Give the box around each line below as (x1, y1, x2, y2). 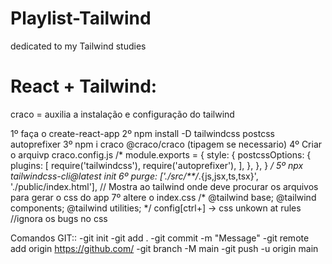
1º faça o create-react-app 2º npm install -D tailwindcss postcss (10, 127, 275, 139)
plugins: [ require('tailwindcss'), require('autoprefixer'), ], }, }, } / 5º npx (10, 159, 304, 171)
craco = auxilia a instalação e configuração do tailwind (10, 108, 235, 120)
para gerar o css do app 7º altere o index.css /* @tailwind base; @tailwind (10, 191, 317, 203)
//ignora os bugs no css (10, 212, 108, 224)
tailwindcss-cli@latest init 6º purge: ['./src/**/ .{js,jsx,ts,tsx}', (10, 170, 259, 182)
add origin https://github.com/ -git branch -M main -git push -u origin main (10, 242, 319, 254)
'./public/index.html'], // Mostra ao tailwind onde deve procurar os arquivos (10, 180, 319, 192)
